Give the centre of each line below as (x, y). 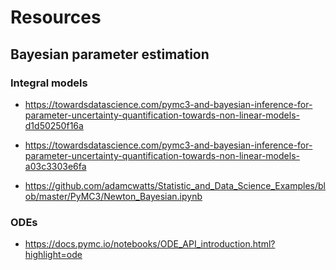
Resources (56, 17)
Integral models (49, 83)
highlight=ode (53, 255)
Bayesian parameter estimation (110, 54)
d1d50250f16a (54, 125)
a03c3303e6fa (55, 166)
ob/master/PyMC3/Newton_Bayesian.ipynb (113, 196)
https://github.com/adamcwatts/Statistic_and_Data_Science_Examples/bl (175, 185)
